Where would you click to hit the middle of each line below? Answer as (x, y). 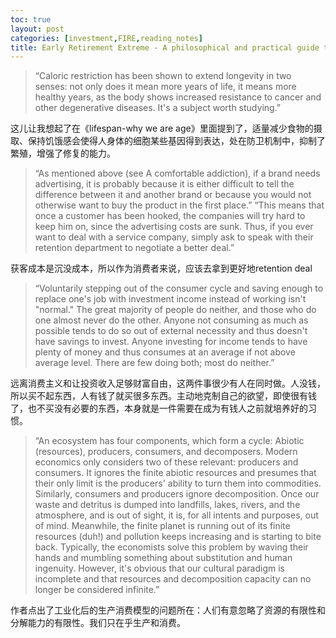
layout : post (37, 29)
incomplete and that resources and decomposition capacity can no (173, 579)
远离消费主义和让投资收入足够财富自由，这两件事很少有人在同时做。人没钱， (168, 383)
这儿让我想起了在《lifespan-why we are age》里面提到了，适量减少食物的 (162, 128)
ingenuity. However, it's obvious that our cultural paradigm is (159, 568)
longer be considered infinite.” (97, 590)
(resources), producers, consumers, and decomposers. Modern (166, 452)
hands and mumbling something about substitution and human (163, 558)
